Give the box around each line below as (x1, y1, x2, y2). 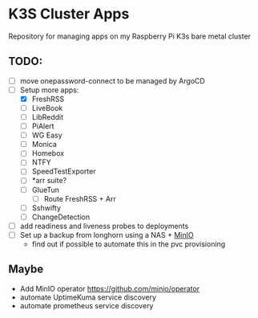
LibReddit (31, 112, 64, 121)
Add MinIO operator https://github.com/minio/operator (19, 283, 200, 293)
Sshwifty (31, 202, 62, 213)
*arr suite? (31, 176, 67, 185)
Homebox (31, 149, 65, 158)
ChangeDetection (31, 212, 91, 222)
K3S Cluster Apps (8, 5, 130, 23)
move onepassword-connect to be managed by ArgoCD (19, 75, 206, 85)
